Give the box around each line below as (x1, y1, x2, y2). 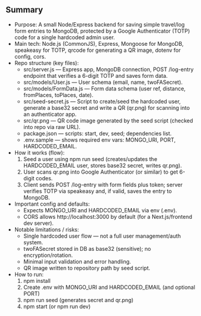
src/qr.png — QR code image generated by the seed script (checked (23, 117, 193, 124)
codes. (36, 174, 53, 182)
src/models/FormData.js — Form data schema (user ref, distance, (23, 84, 186, 92)
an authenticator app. (23, 110, 77, 118)
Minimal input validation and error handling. (23, 258, 131, 265)
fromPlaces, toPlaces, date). (23, 91, 94, 98)
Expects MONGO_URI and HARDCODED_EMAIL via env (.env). (23, 206, 178, 213)
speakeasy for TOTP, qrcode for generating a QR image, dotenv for (14, 46, 181, 54)
